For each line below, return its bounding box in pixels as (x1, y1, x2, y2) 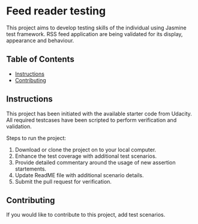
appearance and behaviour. (6, 37, 74, 44)
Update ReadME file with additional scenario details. (14, 171, 144, 178)
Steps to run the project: (6, 134, 67, 142)
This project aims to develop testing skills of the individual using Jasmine (6, 24, 187, 31)
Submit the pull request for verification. (14, 178, 112, 185)
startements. (14, 165, 47, 172)
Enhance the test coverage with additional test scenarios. (14, 152, 157, 160)
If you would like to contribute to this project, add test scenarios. (6, 211, 166, 219)
